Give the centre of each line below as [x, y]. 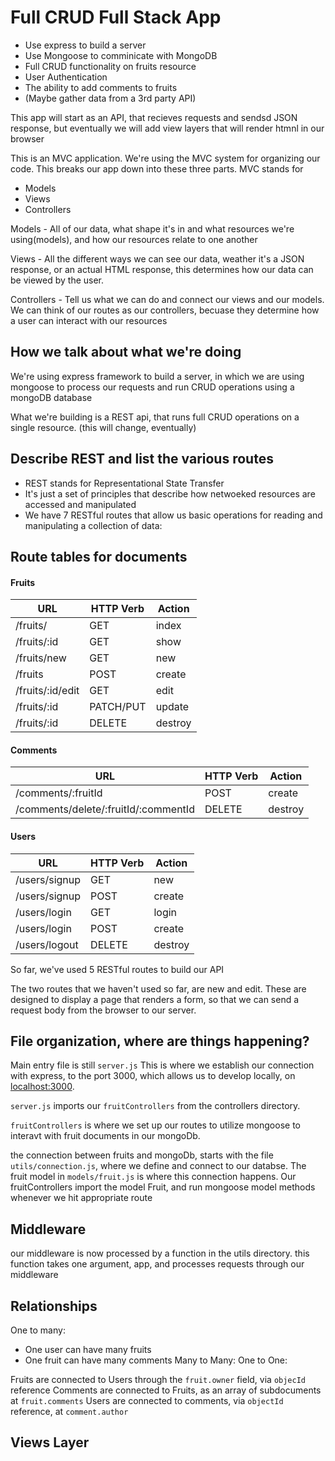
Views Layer [50, 1442]
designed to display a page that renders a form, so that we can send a [155, 999]
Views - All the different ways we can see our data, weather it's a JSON [157, 258]
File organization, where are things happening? [160, 1041]
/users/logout [47, 944]
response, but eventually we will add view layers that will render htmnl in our [167, 128]
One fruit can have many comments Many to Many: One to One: [156, 1360]
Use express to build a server [85, 45]
